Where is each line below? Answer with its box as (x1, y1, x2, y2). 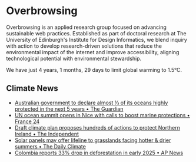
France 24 (14, 118, 40, 125)
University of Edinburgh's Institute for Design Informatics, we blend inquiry (6, 36, 187, 43)
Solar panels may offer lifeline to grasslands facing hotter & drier (14, 137, 171, 144)
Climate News (6, 84, 59, 94)
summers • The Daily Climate (14, 143, 87, 150)
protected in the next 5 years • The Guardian (14, 105, 124, 113)
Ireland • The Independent (14, 130, 79, 137)
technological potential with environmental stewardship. (6, 55, 142, 62)
